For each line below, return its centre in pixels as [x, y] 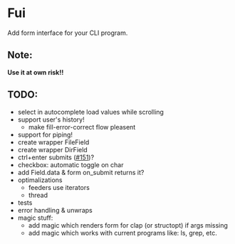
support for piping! [45, 134]
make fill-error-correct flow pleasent [82, 127]
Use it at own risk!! [36, 72]
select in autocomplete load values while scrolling [90, 112]
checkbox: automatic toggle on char [70, 164]
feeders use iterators [59, 187]
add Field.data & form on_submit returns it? [81, 172]
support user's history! [51, 120]
